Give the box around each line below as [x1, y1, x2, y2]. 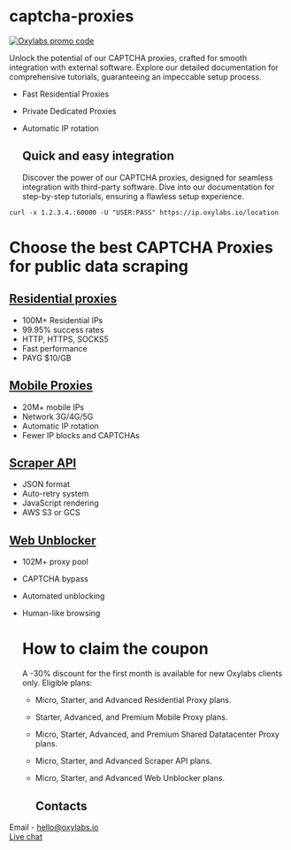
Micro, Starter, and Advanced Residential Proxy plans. [34, 695, 232, 706]
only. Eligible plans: [21, 677, 93, 688]
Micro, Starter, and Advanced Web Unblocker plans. [34, 773, 226, 784]
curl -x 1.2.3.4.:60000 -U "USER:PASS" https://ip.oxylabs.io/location [9, 208, 279, 217]
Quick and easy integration [21, 149, 174, 164]
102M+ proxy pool [21, 556, 88, 568]
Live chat [9, 831, 42, 842]
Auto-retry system [21, 489, 89, 499]
